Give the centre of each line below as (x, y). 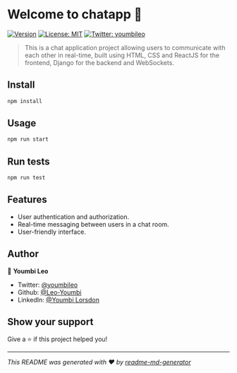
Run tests (29, 161)
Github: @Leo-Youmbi (49, 292)
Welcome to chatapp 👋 (75, 14)
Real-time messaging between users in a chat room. (93, 224)
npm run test (26, 178)
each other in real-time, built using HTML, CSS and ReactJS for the (122, 55)
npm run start (28, 140)
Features (27, 200)
